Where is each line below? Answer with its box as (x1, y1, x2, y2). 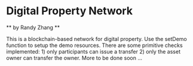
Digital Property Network (6, 4, 133, 18)
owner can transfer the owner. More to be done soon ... (6, 54, 142, 61)
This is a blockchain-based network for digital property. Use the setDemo (6, 35, 187, 42)
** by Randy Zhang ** (6, 24, 60, 31)
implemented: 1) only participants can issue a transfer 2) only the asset (6, 48, 181, 55)
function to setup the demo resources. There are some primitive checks (6, 42, 183, 49)
